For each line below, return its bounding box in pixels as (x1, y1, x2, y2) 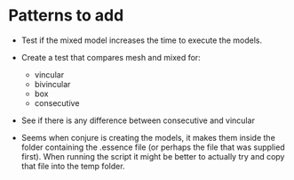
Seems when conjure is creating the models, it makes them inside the (20, 132, 276, 143)
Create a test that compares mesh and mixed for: (20, 52, 201, 62)
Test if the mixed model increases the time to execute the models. (20, 35, 263, 45)
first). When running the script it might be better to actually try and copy (20, 151, 285, 161)
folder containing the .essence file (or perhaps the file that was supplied (20, 142, 285, 152)
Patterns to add (8, 5, 124, 26)
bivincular (34, 78, 71, 89)
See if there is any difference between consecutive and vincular (20, 115, 255, 126)
